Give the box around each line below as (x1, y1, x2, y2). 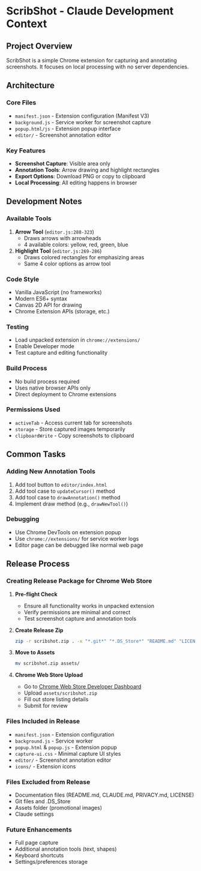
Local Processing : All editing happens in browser (14, 179, 137, 186)
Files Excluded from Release (6, 777, 91, 786)
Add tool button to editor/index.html (14, 481, 107, 488)
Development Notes (6, 196, 82, 206)
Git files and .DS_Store (14, 797, 71, 805)
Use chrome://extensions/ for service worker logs (14, 535, 139, 542)
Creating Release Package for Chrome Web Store (6, 577, 152, 585)
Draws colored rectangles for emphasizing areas (23, 253, 145, 261)
